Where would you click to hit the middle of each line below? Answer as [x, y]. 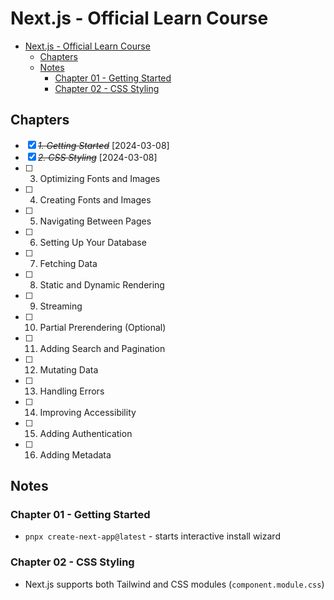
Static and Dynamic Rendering [102, 284]
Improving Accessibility [88, 412]
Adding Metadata [75, 454]
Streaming [61, 306]
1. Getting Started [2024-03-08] [103, 145]
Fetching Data [68, 263]
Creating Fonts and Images [95, 199]
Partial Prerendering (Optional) [103, 327]
